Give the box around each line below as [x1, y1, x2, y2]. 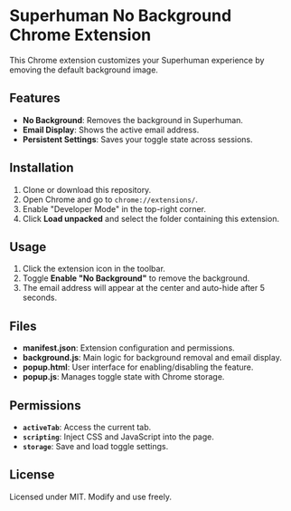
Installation [9, 160, 74, 176]
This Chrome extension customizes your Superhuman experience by [9, 54, 265, 65]
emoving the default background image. [9, 64, 158, 75]
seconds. [22, 292, 58, 304]
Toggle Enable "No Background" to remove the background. [22, 273, 250, 284]
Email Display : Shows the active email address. [22, 124, 200, 135]
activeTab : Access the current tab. [22, 422, 152, 432]
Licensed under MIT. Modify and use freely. [9, 491, 172, 502]
